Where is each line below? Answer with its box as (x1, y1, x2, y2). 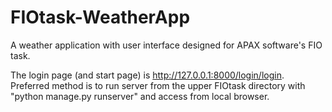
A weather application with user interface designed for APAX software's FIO (10, 39, 323, 51)
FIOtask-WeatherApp (10, 6, 191, 29)
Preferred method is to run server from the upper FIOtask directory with (10, 79, 306, 91)
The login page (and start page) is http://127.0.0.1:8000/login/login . (10, 69, 285, 81)
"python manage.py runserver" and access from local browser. (10, 90, 270, 102)
